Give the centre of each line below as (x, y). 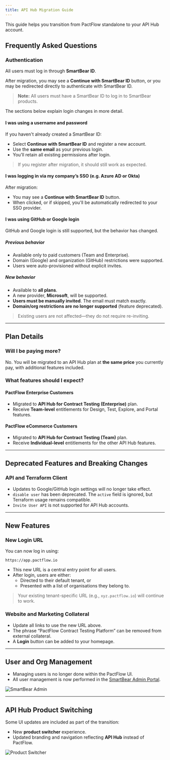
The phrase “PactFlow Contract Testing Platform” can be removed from (87, 630)
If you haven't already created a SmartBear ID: (54, 134)
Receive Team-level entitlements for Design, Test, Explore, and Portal (85, 409)
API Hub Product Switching (49, 710)
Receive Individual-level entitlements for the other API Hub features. (84, 443)
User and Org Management (49, 662)
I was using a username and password (46, 122)
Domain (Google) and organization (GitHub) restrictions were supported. (88, 260)
